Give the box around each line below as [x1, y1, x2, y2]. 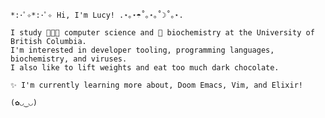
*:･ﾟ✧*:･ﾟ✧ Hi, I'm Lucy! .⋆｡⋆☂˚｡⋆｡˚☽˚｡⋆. [10, 10, 184, 20]
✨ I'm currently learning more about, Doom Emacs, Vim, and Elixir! [10, 80, 303, 90]
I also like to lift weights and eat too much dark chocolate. [10, 63, 280, 73]
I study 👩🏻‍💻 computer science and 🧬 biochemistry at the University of [10, 28, 315, 38]
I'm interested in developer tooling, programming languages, [10, 45, 275, 55]
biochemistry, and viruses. [10, 54, 128, 64]
